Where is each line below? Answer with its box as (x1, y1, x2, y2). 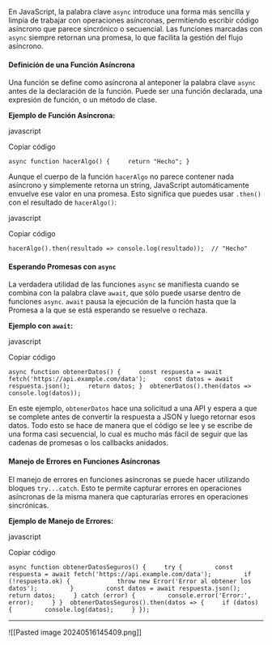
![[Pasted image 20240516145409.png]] (8, 627, 142, 637)
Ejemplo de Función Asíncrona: (8, 111, 116, 121)
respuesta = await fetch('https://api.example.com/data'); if (8, 570, 252, 578)
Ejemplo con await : (8, 321, 74, 331)
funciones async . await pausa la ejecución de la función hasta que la (8, 297, 236, 307)
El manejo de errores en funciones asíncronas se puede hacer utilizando (8, 474, 250, 484)
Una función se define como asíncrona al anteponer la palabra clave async (8, 78, 257, 87)
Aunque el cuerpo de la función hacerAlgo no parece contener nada (8, 172, 235, 181)
